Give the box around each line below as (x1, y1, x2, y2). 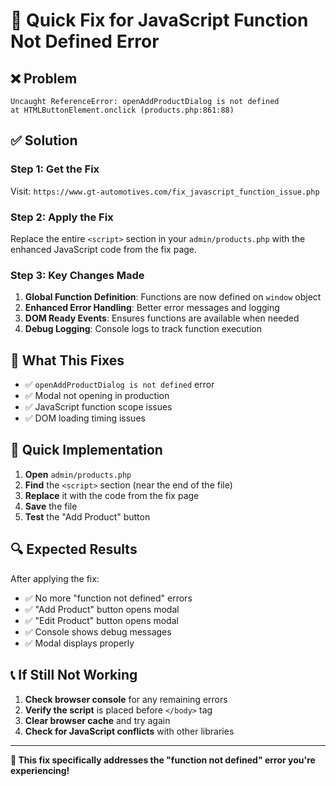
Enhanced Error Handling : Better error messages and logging (24, 302, 280, 314)
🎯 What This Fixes (10, 352, 125, 369)
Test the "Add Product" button (24, 510, 151, 523)
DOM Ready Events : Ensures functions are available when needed (24, 312, 300, 324)
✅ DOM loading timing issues (24, 412, 146, 424)
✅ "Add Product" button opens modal (24, 603, 180, 615)
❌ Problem (10, 70, 78, 87)
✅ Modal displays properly (24, 637, 135, 649)
